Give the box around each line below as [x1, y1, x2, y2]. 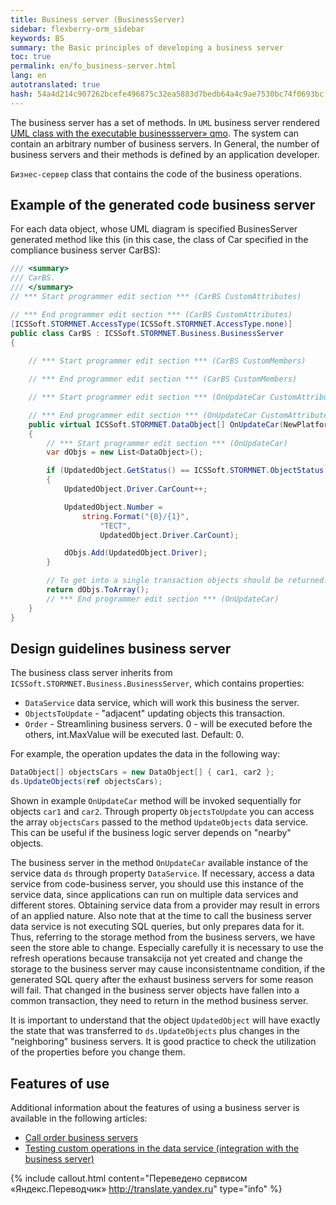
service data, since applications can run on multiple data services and [10, 889, 299, 901]
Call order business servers [24, 1131, 139, 1143]
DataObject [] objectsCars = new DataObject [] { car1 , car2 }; [10, 767, 275, 778]
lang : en [10, 71, 47, 81]
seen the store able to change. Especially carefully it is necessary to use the [10, 942, 324, 954]
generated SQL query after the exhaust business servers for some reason [10, 974, 314, 986]
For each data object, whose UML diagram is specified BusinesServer [10, 223, 298, 235]
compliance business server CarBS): [10, 244, 161, 256]
